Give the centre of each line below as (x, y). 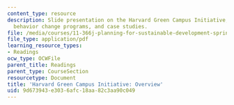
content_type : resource (42, 13)
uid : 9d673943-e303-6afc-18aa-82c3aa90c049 (71, 90)
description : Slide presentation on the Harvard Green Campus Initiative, (118, 20)
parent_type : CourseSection (48, 71)
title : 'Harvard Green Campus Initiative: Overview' (85, 84)
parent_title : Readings (42, 65)
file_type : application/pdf (48, 39)
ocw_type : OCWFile (34, 59)
